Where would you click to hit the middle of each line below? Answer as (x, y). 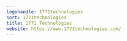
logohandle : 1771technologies (45, 12)
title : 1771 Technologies (39, 23)
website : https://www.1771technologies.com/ (64, 29)
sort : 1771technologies (37, 17)
